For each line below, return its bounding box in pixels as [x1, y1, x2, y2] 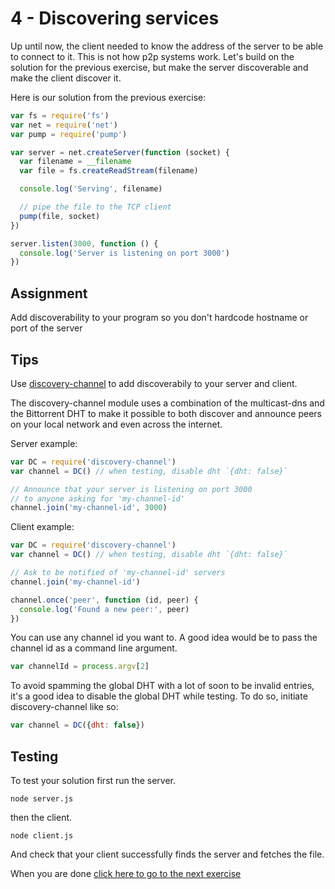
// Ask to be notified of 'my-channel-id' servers [10, 568, 226, 578]
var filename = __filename [19, 157, 132, 167]
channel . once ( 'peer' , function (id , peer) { [10, 595, 199, 605]
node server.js [10, 794, 74, 804]
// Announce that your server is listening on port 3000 [10, 484, 253, 494]
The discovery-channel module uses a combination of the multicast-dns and [10, 397, 325, 409]
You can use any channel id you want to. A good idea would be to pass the [10, 632, 318, 644]
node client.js [10, 831, 74, 841]
